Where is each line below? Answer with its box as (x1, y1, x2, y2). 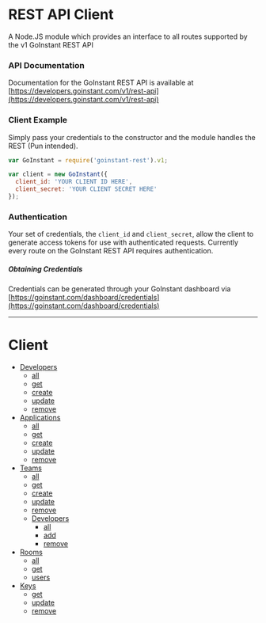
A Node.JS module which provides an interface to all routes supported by (8, 32, 248, 41)
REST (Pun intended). (8, 141, 78, 150)
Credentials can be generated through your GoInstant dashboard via (8, 284, 231, 294)
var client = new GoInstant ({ (8, 170, 108, 179)
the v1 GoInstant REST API (8, 40, 93, 49)
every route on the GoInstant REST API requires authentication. (8, 246, 214, 256)
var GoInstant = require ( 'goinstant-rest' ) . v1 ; (8, 156, 169, 164)
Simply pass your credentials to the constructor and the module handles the (8, 132, 256, 142)
